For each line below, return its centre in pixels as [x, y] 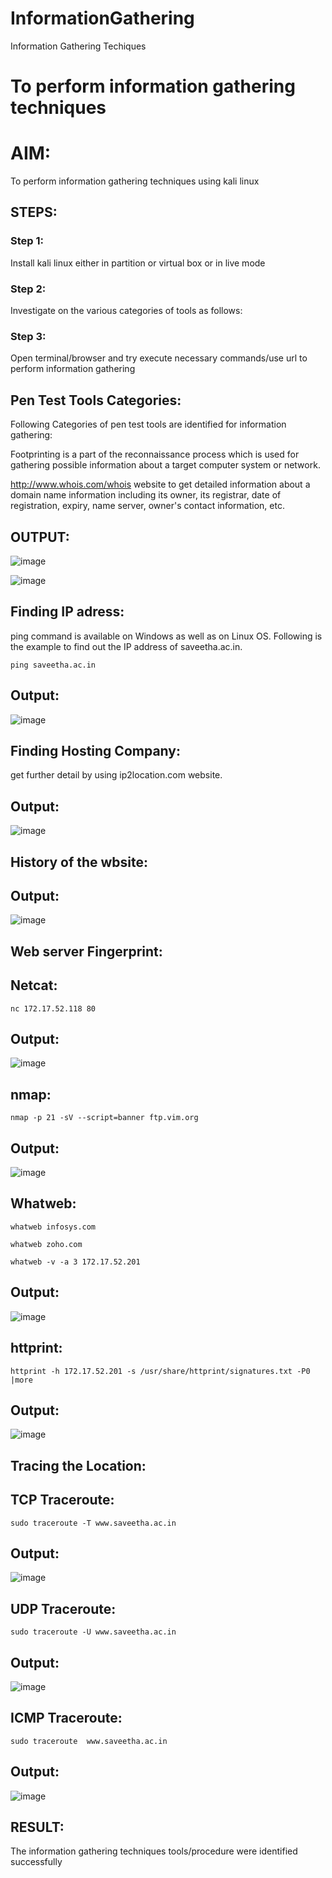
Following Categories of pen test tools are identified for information [148, 424]
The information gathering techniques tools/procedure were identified [154, 1851]
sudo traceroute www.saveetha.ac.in [89, 1741]
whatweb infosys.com [53, 1227]
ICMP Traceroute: [66, 1718]
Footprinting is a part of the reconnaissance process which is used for [155, 454]
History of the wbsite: [79, 862]
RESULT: [37, 1827]
